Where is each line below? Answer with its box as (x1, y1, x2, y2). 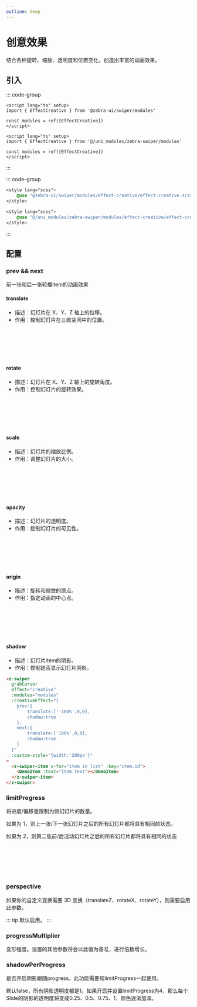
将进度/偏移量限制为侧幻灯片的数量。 (6, 807, 96, 815)
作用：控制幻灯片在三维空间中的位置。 (14, 316, 107, 323)
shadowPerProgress (6, 961, 66, 969)
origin (6, 573, 21, 580)
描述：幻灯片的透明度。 (14, 517, 72, 524)
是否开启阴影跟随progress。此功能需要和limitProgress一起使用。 (6, 975, 162, 982)
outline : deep (6, 8, 41, 15)
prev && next (6, 267, 43, 275)
